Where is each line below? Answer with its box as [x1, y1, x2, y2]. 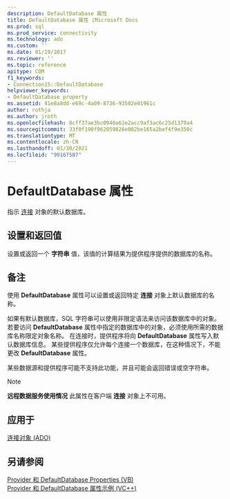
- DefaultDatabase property [7, 94, 88, 101]
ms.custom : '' [7, 42, 48, 49]
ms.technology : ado [7, 36, 64, 43]
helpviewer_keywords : [7, 87, 70, 94]
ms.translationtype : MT [7, 132, 76, 139]
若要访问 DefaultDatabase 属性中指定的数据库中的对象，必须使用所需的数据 [7, 323, 224, 332]
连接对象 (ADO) [7, 433, 51, 442]
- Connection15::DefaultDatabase [7, 81, 104, 88]
